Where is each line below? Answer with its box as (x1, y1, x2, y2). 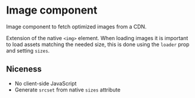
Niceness (6, 64, 42, 74)
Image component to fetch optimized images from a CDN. (6, 23, 147, 30)
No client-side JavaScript (14, 80, 77, 87)
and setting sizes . (6, 47, 50, 54)
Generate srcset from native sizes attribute (14, 86, 121, 93)
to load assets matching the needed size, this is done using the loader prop (6, 41, 190, 48)
